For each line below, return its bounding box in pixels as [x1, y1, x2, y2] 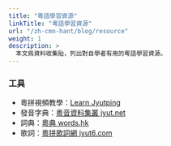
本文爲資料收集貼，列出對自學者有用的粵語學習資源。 [15, 49, 167, 58]
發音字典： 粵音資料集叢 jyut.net [19, 108, 126, 118]
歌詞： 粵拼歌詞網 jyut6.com [19, 128, 113, 138]
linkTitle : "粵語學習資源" [8, 19, 92, 28]
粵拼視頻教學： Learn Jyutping [19, 98, 122, 108]
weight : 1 [8, 34, 42, 43]
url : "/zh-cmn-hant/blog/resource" [8, 27, 129, 35]
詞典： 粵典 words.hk [19, 118, 89, 128]
